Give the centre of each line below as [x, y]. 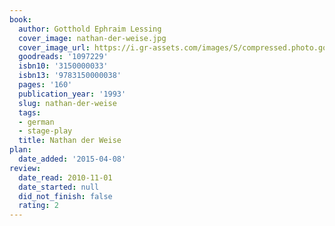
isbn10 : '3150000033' [63, 66]
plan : [20, 150]
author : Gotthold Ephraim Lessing [90, 29]
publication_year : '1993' [72, 94]
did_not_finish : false [65, 196]
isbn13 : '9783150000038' [70, 76]
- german [36, 122]
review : [25, 168]
